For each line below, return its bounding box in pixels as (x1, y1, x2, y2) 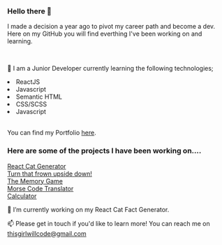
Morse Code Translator (7, 184, 74, 192)
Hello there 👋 (7, 6, 52, 16)
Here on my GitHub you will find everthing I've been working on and (7, 29, 202, 38)
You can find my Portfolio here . (7, 129, 96, 137)
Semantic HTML (16, 92, 63, 101)
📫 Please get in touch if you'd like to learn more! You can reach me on (7, 219, 211, 227)
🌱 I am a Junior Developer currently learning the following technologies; (7, 64, 214, 73)
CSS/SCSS (16, 100, 47, 108)
